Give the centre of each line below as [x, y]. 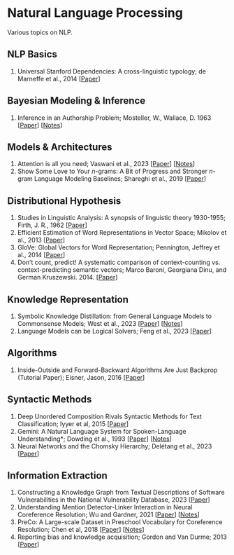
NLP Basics [32, 54]
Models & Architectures [60, 147]
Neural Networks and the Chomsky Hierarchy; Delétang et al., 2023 [115, 446]
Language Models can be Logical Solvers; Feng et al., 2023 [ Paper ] [114, 331]
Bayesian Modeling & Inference [76, 101]
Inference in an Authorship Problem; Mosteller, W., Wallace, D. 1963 [114, 118]
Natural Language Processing [95, 13]
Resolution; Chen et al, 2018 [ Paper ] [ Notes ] [81, 530]
